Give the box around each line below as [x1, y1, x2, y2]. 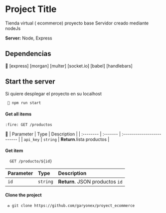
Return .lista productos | [60, 136, 110, 142]
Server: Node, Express [5, 35, 52, 41]
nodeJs [5, 25, 21, 31]
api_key [23, 137, 40, 142]
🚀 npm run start [7, 100, 41, 105]
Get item [5, 147, 23, 153]
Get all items [5, 111, 32, 117]
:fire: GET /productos [5, 122, 52, 127]
